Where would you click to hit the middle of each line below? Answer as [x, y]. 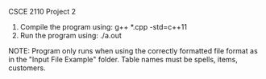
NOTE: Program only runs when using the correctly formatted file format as [133, 51]
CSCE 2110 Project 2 [42, 12]
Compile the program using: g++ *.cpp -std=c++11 [104, 27]
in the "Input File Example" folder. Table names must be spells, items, [123, 59]
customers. [27, 68]
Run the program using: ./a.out [71, 36]
